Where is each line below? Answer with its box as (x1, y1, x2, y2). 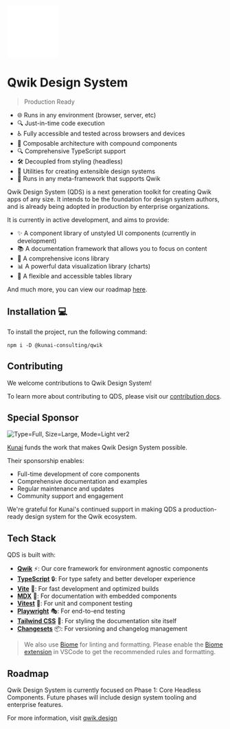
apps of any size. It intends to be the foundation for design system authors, (7, 194, 220, 203)
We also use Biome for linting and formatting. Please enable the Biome (23, 640, 223, 649)
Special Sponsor (7, 412, 79, 423)
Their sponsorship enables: (7, 457, 84, 465)
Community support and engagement (16, 492, 124, 500)
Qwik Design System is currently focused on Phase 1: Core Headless (7, 686, 201, 694)
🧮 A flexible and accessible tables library (16, 271, 133, 280)
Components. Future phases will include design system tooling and (7, 693, 197, 702)
